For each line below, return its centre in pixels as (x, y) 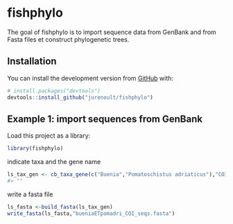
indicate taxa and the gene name (54, 162)
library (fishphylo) (35, 149)
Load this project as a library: (49, 136)
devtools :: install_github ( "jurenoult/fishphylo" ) (80, 97)
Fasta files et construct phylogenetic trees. (68, 39)
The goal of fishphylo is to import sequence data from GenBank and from (112, 32)
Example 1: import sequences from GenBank (105, 119)
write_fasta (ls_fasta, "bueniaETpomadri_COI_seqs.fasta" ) (91, 214)
